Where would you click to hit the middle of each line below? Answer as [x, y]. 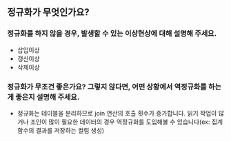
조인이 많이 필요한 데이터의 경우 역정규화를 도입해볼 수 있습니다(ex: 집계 [126, 122]
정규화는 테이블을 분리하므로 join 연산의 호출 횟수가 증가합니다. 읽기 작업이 [117, 113]
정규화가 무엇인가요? [48, 12]
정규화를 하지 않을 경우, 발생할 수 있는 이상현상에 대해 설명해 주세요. [112, 34]
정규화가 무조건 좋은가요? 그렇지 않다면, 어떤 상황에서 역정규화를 [107, 87]
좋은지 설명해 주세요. [47, 97]
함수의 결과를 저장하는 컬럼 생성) [61, 130]
